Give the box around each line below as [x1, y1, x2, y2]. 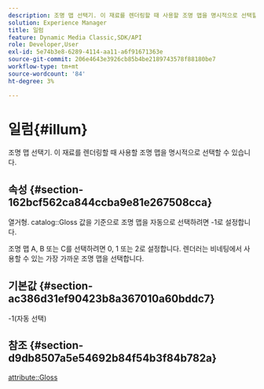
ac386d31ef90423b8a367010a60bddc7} [8, 292, 215, 305]
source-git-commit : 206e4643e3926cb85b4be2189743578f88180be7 [8, 56, 216, 64]
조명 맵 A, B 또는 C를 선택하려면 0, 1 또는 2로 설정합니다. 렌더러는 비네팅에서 [8, 244, 242, 254]
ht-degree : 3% [8, 77, 55, 85]
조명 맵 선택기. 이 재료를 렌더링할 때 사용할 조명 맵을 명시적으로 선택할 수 [8, 148, 230, 157]
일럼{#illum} [8, 120, 88, 138]
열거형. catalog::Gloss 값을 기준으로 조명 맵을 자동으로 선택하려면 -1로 [8, 218, 224, 227]
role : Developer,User [8, 41, 79, 49]
